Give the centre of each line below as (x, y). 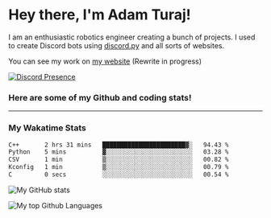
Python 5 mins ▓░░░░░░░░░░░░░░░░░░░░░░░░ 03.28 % (119, 152)
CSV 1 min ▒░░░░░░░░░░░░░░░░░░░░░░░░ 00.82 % (119, 160)
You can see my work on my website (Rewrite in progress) (105, 61)
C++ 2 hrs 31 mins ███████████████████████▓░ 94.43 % (119, 145)
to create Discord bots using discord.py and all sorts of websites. (116, 45)
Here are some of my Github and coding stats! (100, 97)
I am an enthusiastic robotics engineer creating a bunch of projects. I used (132, 37)
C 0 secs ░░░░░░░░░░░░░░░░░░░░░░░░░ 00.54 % (119, 175)
